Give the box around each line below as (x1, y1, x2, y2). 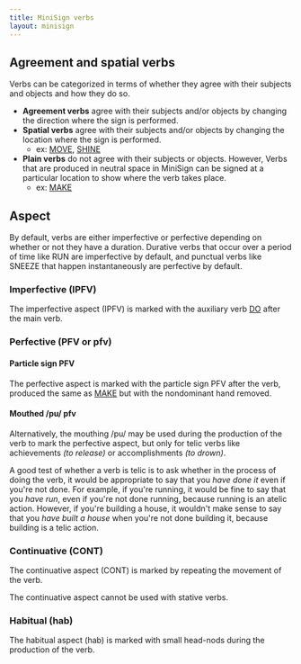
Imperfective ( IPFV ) (9, 283, 97, 296)
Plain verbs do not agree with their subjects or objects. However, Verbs (22, 154, 288, 165)
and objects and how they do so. (9, 88, 130, 99)
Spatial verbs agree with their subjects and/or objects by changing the (22, 125, 285, 136)
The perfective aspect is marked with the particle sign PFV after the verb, (9, 378, 281, 389)
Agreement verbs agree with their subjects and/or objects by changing (22, 105, 288, 117)
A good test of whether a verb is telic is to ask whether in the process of (9, 464, 277, 475)
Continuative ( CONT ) (9, 544, 103, 557)
